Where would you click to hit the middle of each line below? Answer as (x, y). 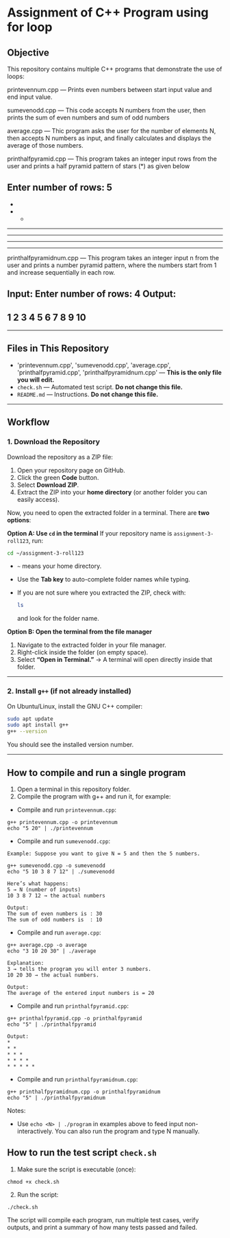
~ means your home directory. (59, 566)
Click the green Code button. (58, 477)
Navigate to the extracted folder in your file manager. (91, 645)
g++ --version (27, 732)
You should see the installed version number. (71, 745)
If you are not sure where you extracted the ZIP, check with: (101, 593)
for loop (30, 27)
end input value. (30, 97)
